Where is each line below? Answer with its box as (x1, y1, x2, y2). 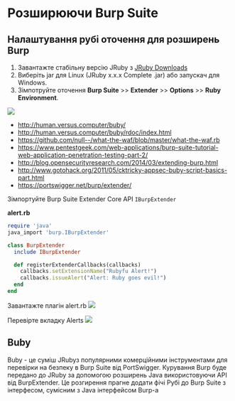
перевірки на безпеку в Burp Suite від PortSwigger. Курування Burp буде (7, 363, 227, 371)
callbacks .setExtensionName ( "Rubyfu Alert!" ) (20, 268, 158, 275)
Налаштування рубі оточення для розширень (7, 33, 220, 46)
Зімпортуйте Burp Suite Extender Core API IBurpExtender (7, 195, 177, 203)
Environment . (17, 94, 59, 102)
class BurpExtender (7, 242, 65, 249)
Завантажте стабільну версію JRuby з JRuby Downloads (17, 63, 188, 72)
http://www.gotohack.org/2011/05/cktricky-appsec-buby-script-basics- (17, 166, 228, 174)
